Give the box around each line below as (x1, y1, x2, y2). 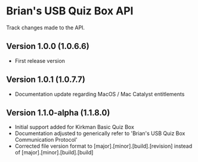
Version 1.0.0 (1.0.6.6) (6, 41, 89, 51)
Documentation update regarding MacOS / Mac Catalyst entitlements (14, 90, 185, 97)
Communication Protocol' (14, 136, 78, 143)
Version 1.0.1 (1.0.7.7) (6, 75, 85, 85)
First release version (14, 57, 66, 64)
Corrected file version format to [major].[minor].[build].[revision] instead (14, 142, 193, 150)
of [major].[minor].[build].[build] (14, 149, 94, 156)
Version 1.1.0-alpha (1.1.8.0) (6, 108, 110, 118)
